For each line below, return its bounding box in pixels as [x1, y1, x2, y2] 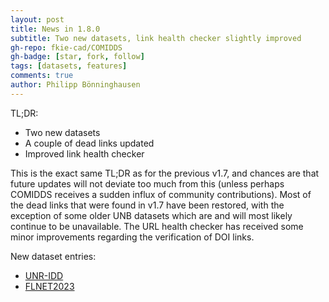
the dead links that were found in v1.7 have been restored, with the [10, 199, 285, 211]
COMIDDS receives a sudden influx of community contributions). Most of [10, 188, 312, 200]
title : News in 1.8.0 [10, 24, 101, 34]
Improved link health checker [24, 147, 145, 160]
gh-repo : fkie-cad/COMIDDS [10, 42, 123, 53]
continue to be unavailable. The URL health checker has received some [10, 220, 304, 232]
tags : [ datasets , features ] [10, 61, 128, 71]
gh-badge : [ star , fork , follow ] [10, 52, 145, 62]
